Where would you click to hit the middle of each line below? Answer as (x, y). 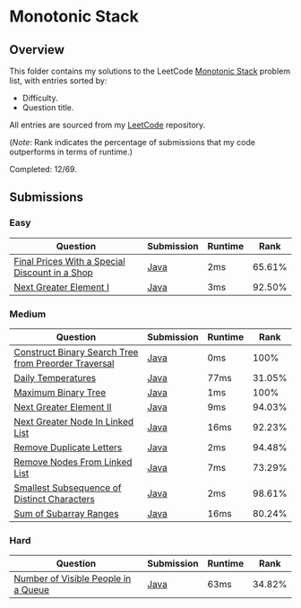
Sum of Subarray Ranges (66, 513)
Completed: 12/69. (43, 169)
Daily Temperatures (55, 378)
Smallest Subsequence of (68, 488)
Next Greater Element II (63, 407)
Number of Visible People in (73, 578)
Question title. (48, 108)
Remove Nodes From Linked (73, 462)
